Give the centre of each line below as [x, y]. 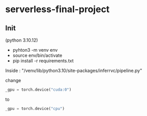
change [13, 80]
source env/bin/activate [37, 55]
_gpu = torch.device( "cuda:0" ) [38, 90]
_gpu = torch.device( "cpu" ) [35, 108]
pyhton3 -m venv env [35, 50]
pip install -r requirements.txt [43, 61]
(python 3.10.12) [22, 40]
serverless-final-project [57, 9]
